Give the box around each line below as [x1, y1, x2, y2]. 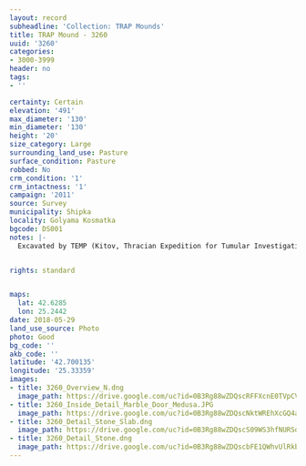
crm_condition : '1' [9, 174, 84, 183]
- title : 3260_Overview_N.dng [9, 383, 125, 392]
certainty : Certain [9, 97, 84, 106]
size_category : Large [9, 140, 92, 149]
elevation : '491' [9, 106, 76, 115]
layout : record [9, 13, 67, 23]
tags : [9, 73, 30, 82]
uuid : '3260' [9, 38, 59, 48]
